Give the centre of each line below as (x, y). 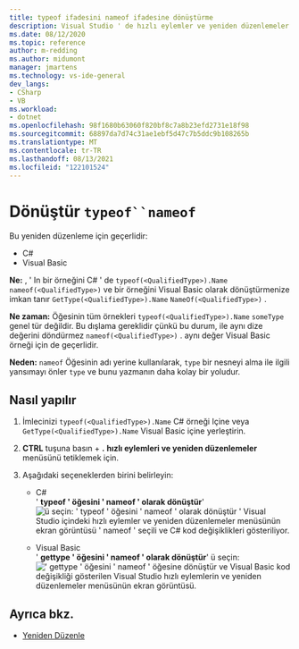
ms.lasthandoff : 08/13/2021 (62, 159)
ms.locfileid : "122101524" (59, 167)
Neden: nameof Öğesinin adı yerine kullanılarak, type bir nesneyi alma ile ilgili (149, 362)
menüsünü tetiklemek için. (70, 458)
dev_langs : (29, 84)
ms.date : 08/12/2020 (48, 34)
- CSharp (25, 92)
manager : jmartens (43, 68)
